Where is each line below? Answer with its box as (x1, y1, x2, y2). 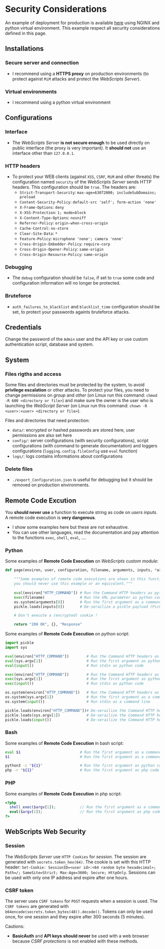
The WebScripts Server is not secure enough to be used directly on (12, 140, 150, 146)
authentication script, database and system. (5, 341, 94, 347)
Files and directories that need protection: (5, 418, 90, 423)
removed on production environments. (12, 482, 90, 488)
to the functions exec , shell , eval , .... (12, 535, 87, 541)
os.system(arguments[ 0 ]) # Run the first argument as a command (14, 599, 162, 605)
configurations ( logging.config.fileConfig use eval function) (12, 448, 137, 454)
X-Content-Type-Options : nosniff (19, 215, 86, 220)
